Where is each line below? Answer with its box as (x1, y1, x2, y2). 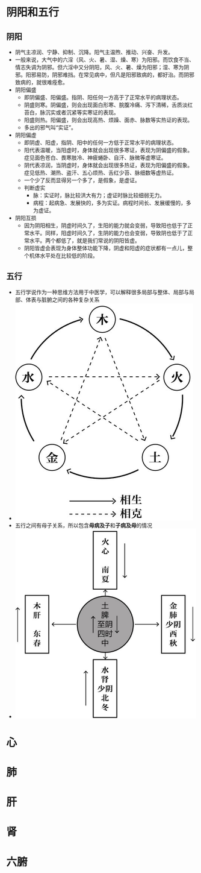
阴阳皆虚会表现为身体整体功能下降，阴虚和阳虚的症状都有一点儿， (23, 245, 188, 251)
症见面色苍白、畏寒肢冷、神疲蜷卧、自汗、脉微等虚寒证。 (23, 154, 167, 161)
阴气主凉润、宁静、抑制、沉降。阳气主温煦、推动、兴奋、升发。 (14, 49, 173, 55)
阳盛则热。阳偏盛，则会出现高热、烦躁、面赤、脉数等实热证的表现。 (23, 116, 193, 124)
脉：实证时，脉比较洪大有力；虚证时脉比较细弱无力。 (32, 192, 165, 199)
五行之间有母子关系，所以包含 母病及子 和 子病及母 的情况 (14, 522, 152, 529)
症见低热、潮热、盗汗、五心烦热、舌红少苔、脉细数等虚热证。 (23, 169, 178, 176)
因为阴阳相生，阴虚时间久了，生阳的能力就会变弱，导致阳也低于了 (23, 222, 188, 229)
